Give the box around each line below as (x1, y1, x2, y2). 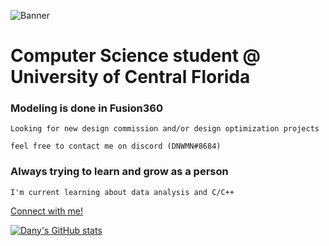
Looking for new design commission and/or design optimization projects (10, 124, 320, 134)
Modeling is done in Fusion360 (10, 101, 163, 115)
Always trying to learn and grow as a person (10, 165, 229, 179)
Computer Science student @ (10, 45, 261, 67)
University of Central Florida (10, 66, 251, 89)
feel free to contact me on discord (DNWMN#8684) (10, 141, 222, 152)
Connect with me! (10, 205, 83, 217)
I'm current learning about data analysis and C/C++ (10, 187, 235, 197)
